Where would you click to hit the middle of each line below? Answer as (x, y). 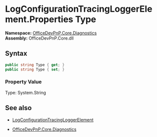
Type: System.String (26, 92)
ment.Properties (39, 19)
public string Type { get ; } (35, 65)
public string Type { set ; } (35, 69)
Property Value (24, 82)
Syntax (16, 54)
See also (18, 108)
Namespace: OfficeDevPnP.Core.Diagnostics (51, 33)
